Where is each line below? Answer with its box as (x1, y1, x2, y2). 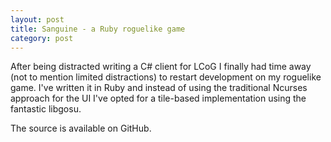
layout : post (10, 14, 65, 25)
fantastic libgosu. (10, 103, 82, 115)
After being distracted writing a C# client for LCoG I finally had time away (10, 61, 312, 73)
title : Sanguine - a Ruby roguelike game (10, 24, 186, 34)
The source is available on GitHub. (10, 122, 152, 135)
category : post (10, 33, 74, 43)
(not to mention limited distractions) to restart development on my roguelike (10, 71, 322, 83)
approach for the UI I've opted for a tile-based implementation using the (10, 92, 307, 105)
